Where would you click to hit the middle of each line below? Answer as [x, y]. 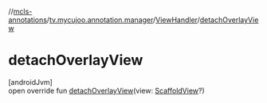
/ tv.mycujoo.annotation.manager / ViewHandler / [124, 20]
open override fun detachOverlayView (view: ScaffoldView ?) [106, 90]
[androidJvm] [31, 82]
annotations [28, 20]
